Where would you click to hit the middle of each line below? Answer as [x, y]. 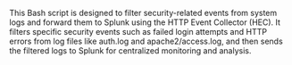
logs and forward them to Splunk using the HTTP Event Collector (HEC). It [145, 22]
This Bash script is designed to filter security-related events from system [143, 13]
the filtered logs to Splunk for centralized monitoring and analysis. [130, 51]
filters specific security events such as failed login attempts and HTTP [138, 32]
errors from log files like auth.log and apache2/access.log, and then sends [146, 41]
